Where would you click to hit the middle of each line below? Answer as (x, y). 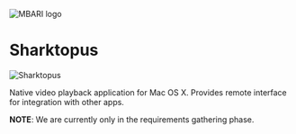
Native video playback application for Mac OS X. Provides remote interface (148, 92)
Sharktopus (54, 50)
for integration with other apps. (67, 102)
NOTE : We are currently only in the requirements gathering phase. (132, 119)
